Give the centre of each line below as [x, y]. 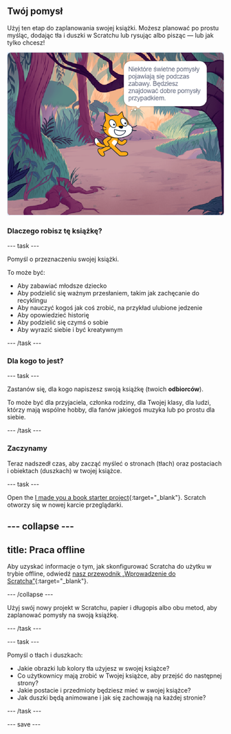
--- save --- [24, 724]
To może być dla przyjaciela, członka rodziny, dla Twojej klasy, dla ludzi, [109, 403]
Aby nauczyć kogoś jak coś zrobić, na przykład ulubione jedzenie [110, 308]
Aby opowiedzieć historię [53, 315]
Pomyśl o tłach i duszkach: [45, 655]
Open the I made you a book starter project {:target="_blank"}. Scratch [107, 497]
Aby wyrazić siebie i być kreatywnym [70, 330]
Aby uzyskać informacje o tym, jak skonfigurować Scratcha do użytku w [109, 566]
